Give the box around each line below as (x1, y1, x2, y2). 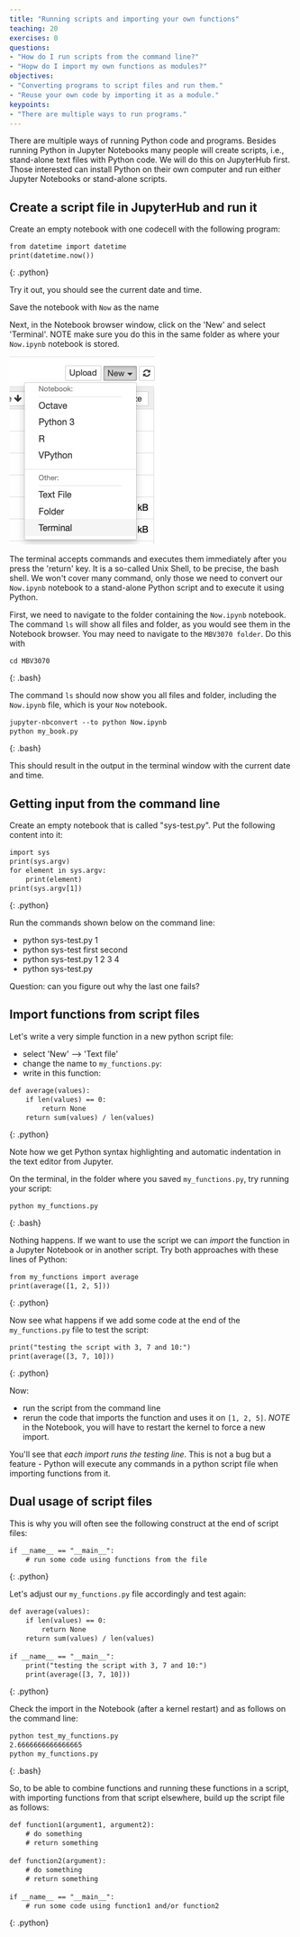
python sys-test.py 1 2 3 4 (22, 954, 120, 964)
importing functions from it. (9, 1468, 111, 1478)
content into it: (9, 830, 63, 840)
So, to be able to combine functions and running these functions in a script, (9, 1782, 290, 1793)
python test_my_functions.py (9, 1731, 119, 1741)
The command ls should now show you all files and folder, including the (9, 690, 277, 701)
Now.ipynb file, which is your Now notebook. (9, 699, 168, 711)
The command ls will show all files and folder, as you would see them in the (9, 619, 291, 630)
